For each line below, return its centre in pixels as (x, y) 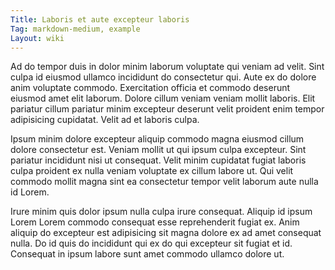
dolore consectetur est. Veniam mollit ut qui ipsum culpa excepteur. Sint (158, 150)
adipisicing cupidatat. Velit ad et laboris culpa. (105, 120)
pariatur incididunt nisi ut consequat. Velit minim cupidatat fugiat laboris (158, 160)
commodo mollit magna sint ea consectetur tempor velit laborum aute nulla (164, 182)
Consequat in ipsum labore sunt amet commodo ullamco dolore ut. (147, 254)
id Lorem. (30, 192)
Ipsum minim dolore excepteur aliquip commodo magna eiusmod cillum (157, 139)
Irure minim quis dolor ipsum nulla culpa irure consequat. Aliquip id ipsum (161, 212)
